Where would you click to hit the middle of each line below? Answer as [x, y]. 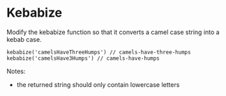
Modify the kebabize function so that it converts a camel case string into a [113, 32]
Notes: [16, 71]
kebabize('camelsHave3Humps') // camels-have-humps [83, 58]
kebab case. [24, 39]
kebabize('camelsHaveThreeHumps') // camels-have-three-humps [99, 52]
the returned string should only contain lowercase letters [98, 84]
